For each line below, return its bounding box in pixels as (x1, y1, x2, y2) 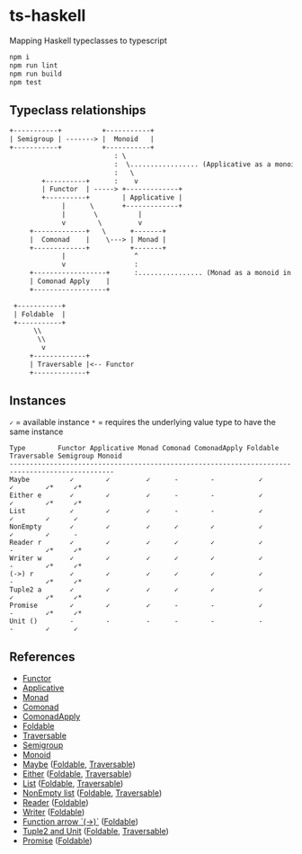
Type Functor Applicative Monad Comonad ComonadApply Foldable (9, 444, 280, 453)
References (9, 649, 75, 664)
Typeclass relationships (9, 102, 147, 118)
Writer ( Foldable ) (22, 806, 85, 818)
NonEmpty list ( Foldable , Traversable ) (22, 787, 163, 798)
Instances (9, 393, 67, 409)
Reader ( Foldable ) (22, 797, 89, 808)
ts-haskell (9, 5, 86, 26)
